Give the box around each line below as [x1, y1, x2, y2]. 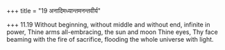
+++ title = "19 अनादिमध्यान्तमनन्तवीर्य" [6, 7, 101, 15]
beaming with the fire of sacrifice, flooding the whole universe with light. [6, 35, 214, 43]
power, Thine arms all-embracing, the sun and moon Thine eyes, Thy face [6, 28, 218, 36]
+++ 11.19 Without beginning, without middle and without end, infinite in [6, 21, 210, 28]
